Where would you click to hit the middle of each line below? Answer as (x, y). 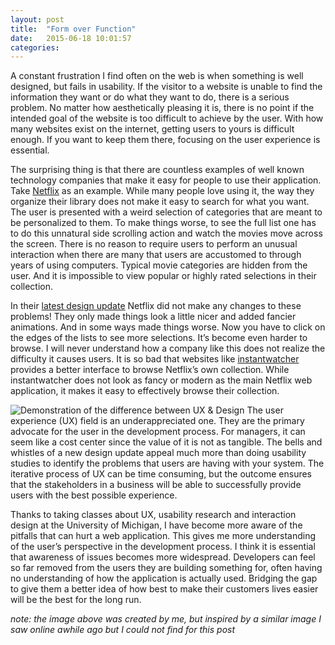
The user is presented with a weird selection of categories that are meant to (166, 212)
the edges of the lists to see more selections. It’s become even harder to (159, 338)
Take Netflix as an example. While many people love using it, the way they (162, 191)
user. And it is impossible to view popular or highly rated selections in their (163, 276)
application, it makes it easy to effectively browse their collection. (145, 391)
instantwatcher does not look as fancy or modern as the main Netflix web (161, 380)
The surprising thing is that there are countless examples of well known (157, 170)
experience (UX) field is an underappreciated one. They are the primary (157, 421)
